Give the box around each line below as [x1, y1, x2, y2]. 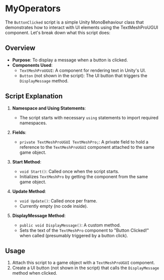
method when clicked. [12, 270, 57, 276]
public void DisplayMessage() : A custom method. [19, 222, 121, 228]
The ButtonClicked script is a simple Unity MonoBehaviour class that [5, 19, 144, 25]
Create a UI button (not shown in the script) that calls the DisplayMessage [12, 265, 160, 271]
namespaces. [19, 120, 47, 126]
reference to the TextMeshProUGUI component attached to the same [19, 144, 155, 150]
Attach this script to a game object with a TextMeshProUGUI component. [12, 260, 155, 266]
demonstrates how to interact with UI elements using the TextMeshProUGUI [5, 24, 159, 30]
